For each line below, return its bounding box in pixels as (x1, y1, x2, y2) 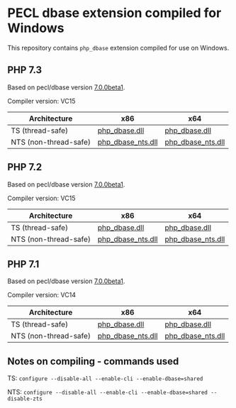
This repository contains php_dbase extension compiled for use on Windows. (7, 43, 230, 52)
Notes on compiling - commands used (7, 355, 179, 367)
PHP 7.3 (7, 64, 43, 76)
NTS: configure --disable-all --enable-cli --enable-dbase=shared (7, 388, 208, 397)
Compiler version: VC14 (7, 291, 77, 299)
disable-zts (7, 395, 43, 402)
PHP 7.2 (7, 161, 43, 173)
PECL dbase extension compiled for (7, 5, 222, 21)
